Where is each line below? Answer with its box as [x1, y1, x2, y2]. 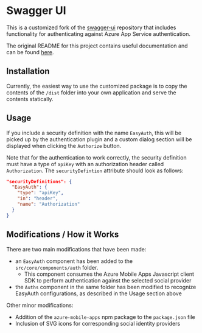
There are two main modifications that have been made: [6, 245, 147, 253]
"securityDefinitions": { [6, 178, 72, 184]
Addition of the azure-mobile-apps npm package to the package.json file [15, 313, 196, 320]
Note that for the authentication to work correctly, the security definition [6, 153, 187, 161]
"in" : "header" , [17, 195, 59, 202]
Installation [6, 66, 50, 77]
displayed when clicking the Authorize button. [6, 142, 122, 149]
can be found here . [6, 48, 54, 55]
